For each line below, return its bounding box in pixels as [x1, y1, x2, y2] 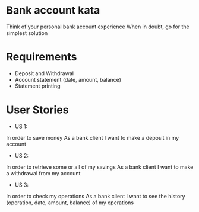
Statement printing [14, 82, 61, 89]
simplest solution [6, 29, 48, 36]
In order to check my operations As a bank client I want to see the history [6, 192, 185, 200]
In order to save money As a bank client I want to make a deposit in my [6, 134, 179, 141]
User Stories [6, 103, 69, 117]
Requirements [6, 50, 77, 64]
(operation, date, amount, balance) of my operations [6, 199, 134, 206]
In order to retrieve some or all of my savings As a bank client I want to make [6, 163, 194, 171]
